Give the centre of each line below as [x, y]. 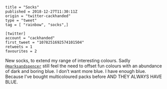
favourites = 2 [21, 51]
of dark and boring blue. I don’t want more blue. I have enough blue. [76, 71]
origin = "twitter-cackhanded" [38, 16]
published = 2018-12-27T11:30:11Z [41, 12]
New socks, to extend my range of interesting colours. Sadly [68, 61]
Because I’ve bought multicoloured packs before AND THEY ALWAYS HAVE [84, 76]
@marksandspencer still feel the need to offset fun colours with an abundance [84, 66]
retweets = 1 [19, 47]
